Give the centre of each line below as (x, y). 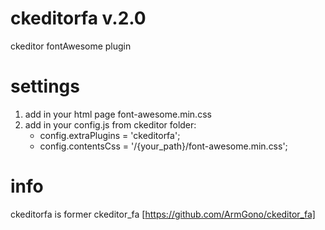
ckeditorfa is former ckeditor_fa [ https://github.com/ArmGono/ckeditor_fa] (163, 214)
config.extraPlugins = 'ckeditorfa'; (110, 135)
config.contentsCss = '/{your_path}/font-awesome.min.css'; (163, 146)
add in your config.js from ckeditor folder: (110, 124)
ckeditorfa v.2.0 (78, 18)
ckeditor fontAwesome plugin (71, 46)
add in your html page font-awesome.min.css (118, 114)
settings (45, 86)
